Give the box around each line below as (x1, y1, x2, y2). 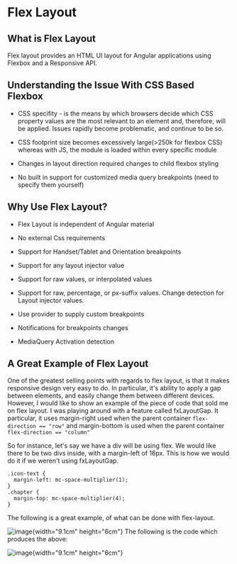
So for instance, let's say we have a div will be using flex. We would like (7, 441, 216, 450)
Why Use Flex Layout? (7, 201, 108, 213)
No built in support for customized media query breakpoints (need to (17, 173, 219, 181)
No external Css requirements (17, 233, 106, 242)
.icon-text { (7, 470, 46, 478)
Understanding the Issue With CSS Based (7, 79, 194, 91)
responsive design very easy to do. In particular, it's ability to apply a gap (7, 384, 221, 393)
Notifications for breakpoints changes (17, 323, 129, 332)
